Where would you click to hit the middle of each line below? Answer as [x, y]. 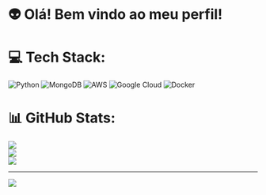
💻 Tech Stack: [57, 57]
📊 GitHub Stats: [62, 118]
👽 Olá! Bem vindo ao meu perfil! [116, 15]
